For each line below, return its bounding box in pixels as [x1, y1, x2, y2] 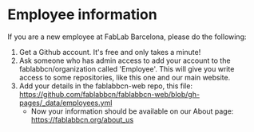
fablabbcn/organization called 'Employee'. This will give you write [18, 64, 235, 73]
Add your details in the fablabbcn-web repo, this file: [18, 81, 193, 91]
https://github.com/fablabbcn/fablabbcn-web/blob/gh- [18, 89, 200, 99]
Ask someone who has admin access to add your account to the [18, 56, 231, 65]
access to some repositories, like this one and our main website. [18, 72, 231, 82]
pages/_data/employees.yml [18, 98, 113, 107]
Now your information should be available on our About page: [30, 106, 234, 116]
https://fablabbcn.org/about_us [30, 115, 134, 124]
